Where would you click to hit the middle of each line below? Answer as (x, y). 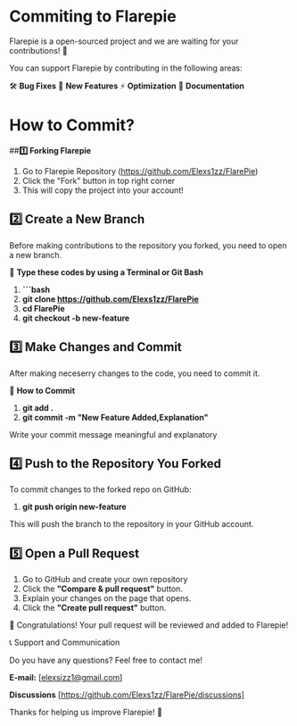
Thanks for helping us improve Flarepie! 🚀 (86, 713)
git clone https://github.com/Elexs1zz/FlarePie (110, 299)
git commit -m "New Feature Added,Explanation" (115, 417)
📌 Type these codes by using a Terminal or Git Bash (106, 272)
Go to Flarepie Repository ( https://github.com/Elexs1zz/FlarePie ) (140, 171)
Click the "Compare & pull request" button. (102, 589)
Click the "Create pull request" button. (94, 608)
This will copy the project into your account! (103, 190)
